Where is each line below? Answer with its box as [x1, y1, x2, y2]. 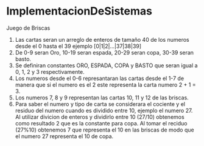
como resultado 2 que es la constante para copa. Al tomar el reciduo [15, 119, 188, 127]
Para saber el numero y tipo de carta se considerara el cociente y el [15, 100, 186, 107]
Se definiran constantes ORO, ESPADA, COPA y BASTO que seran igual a [15, 62, 198, 69]
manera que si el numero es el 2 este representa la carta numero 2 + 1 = [15, 81, 196, 88]
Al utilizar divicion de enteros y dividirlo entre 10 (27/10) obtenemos [15, 113, 185, 121]
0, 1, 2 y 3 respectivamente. [15, 68, 85, 75]
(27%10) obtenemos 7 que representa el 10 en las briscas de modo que [15, 126, 194, 133]
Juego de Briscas [6, 24, 51, 32]
